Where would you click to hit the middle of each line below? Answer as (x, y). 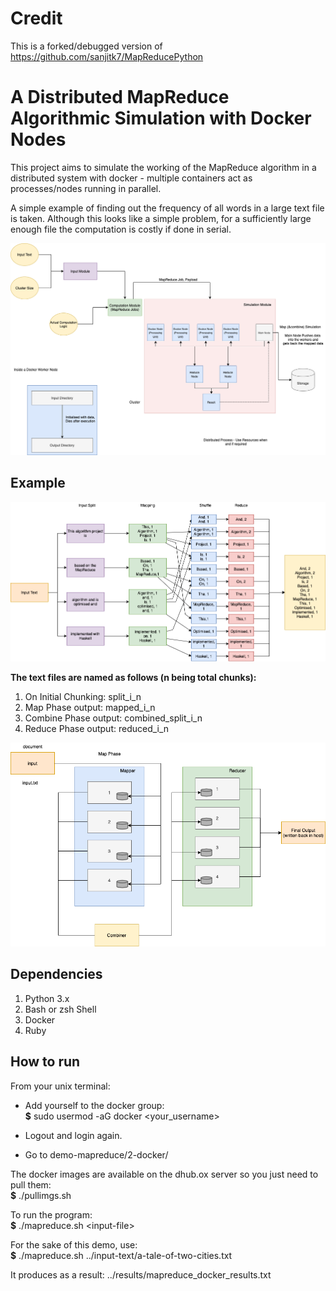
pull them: (31, 1184)
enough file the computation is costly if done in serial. (121, 229)
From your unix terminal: (60, 1086)
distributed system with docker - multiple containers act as (131, 178)
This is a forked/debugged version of (86, 46)
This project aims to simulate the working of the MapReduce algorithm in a (163, 167)
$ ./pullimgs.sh (41, 1195)
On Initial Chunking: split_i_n (83, 697)
